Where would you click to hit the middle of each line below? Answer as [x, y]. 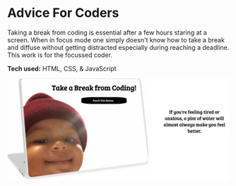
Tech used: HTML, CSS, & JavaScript [62, 68]
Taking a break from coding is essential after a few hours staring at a [107, 32]
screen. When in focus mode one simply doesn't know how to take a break [116, 39]
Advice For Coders [63, 13]
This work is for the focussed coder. [60, 55]
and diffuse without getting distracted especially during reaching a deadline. [118, 47]
